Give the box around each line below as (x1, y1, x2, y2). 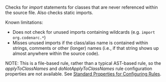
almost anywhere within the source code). (12, 50, 100, 56)
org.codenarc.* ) (12, 35, 46, 40)
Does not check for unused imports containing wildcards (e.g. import (12, 29, 155, 35)
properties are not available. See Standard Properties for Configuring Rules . (5, 71, 161, 77)
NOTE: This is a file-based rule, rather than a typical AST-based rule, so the (5, 60, 161, 66)
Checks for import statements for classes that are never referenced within (5, 5, 158, 10)
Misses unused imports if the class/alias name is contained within (12, 40, 148, 46)
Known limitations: (5, 20, 44, 25)
